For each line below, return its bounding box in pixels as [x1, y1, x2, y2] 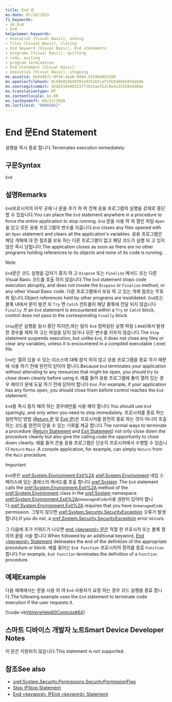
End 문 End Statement [5, 127, 97, 139]
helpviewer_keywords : [5, 31, 52, 36]
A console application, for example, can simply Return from [37, 446, 163, 452]
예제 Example [5, 573, 46, 581]
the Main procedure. [5, 452, 47, 458]
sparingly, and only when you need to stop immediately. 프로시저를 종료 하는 [5, 409, 164, 416]
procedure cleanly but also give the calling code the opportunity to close [5, 433, 159, 439]
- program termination [5, 60, 54, 65]
